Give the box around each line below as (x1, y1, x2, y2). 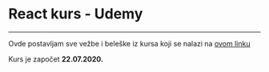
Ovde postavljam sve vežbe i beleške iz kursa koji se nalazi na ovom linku (8, 38, 251, 48)
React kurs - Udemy (8, 5, 143, 23)
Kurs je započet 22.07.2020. (8, 54, 104, 64)
